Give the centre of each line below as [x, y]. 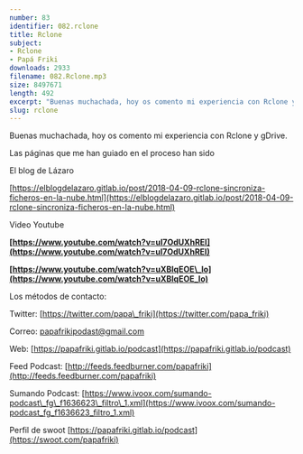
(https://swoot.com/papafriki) [64, 440]
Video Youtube [37, 225]
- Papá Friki [34, 60]
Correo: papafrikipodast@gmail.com [77, 331]
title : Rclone [36, 34]
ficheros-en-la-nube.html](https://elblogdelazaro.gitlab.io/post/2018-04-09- [151, 198]
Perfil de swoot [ [40, 431]
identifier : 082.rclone [54, 26]
